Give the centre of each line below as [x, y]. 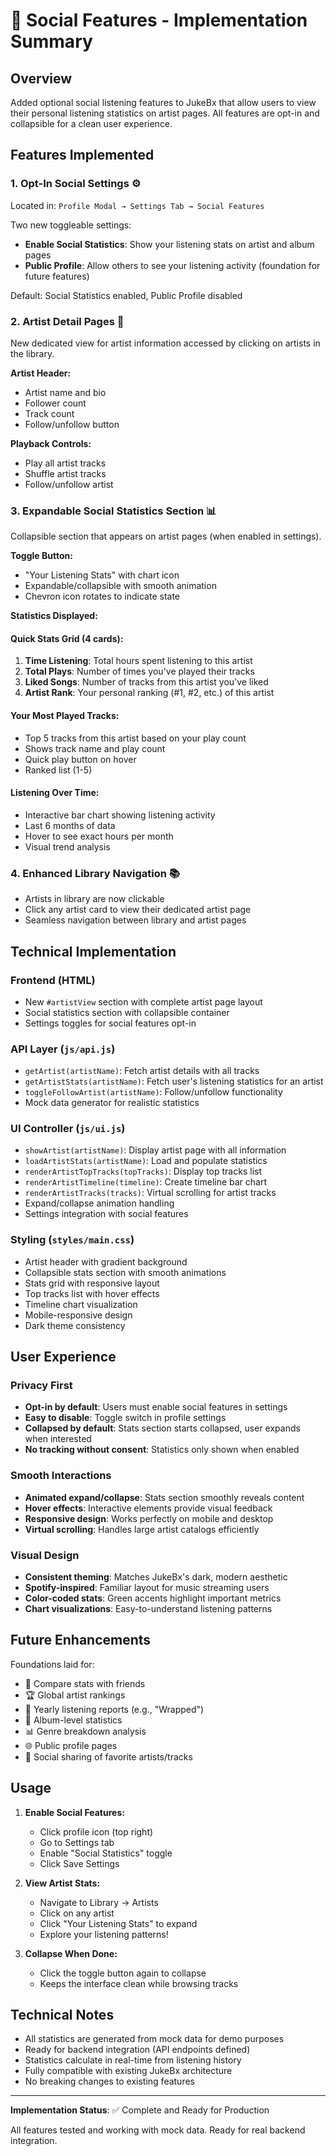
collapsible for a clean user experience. [91, 123]
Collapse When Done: [71, 1953]
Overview [41, 78]
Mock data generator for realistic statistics [112, 1103]
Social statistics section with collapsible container [127, 1012]
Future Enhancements [81, 1640]
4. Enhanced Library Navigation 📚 [95, 873]
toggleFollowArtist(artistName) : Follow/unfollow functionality [153, 1092]
